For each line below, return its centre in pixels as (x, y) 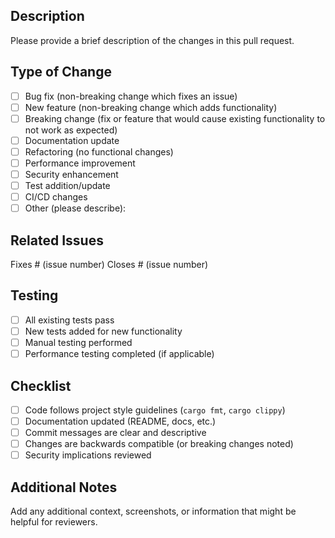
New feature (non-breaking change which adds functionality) (151, 107)
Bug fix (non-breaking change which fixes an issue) (131, 96)
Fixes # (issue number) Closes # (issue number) (109, 265)
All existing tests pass (69, 320)
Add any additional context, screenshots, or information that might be (153, 511)
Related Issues (57, 240)
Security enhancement (71, 174)
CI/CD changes (56, 197)
